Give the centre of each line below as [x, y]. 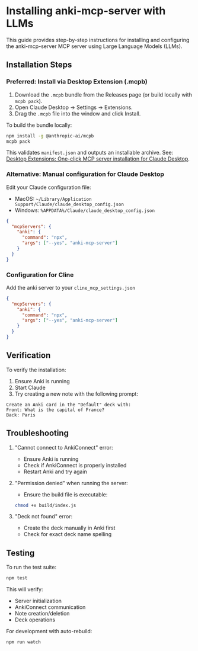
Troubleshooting [38, 433]
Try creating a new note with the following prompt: [76, 394]
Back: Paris [21, 415]
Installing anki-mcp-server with [86, 11]
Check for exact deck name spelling [68, 534]
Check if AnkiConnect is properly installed [75, 465]
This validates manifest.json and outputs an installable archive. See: [90, 153]
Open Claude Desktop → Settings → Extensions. [74, 107]
